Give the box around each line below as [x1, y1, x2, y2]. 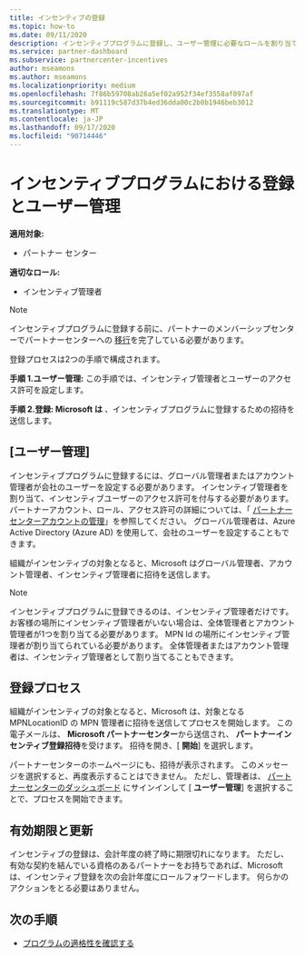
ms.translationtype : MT [9, 106, 100, 115]
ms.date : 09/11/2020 [9, 30, 88, 39]
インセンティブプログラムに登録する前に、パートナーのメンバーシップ [9, 323, 271, 334]
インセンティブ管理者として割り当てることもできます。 [33, 651, 239, 662]
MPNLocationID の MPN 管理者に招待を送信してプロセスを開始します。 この [9, 717, 293, 728]
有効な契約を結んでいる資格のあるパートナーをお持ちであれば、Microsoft [9, 860, 283, 871]
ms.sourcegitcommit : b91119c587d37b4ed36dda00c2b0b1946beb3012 [9, 97, 254, 107]
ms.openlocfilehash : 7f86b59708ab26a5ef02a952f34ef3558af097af [9, 89, 254, 98]
